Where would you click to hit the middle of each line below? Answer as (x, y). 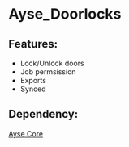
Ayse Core (26, 133)
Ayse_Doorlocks (65, 14)
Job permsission (48, 72)
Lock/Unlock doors (52, 63)
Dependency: (43, 114)
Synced (33, 89)
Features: (33, 44)
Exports (33, 80)
